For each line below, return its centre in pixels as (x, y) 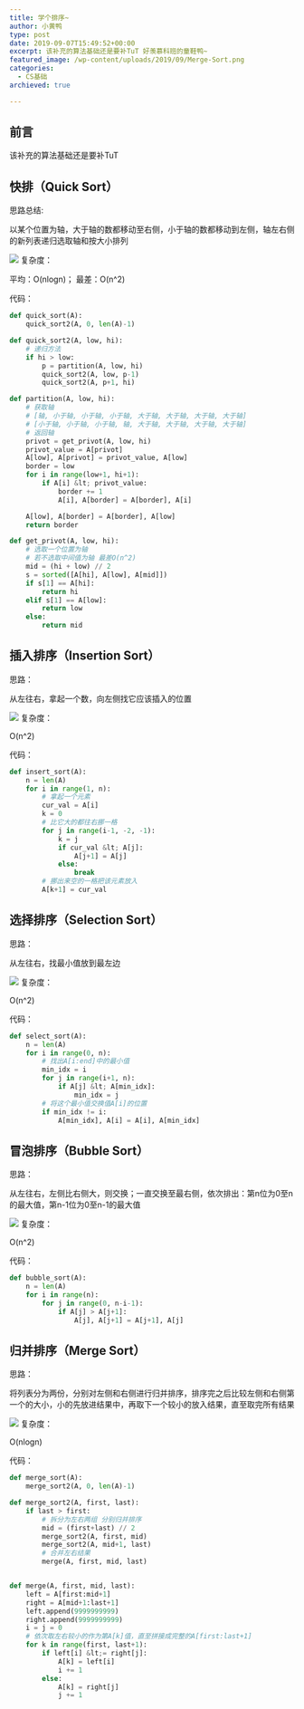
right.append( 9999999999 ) (75, 1619)
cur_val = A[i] (71, 806)
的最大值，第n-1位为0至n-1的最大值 (75, 1205)
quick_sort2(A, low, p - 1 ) (91, 374)
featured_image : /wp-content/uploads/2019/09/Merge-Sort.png (127, 60)
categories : (32, 69)
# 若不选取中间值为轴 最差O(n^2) (81, 558)
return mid (62, 626)
